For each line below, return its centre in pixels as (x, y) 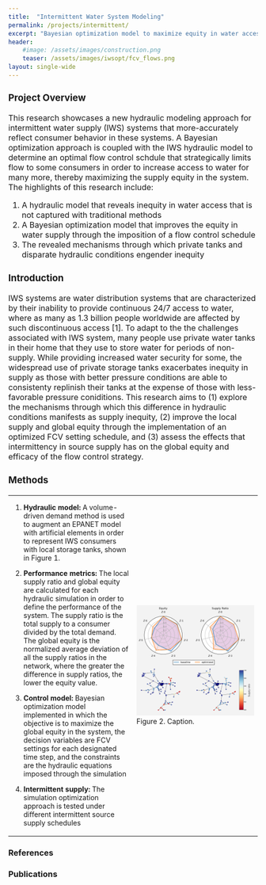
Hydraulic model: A (55, 508)
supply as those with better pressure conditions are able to (118, 377)
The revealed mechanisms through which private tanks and (132, 244)
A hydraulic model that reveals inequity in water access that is (137, 204)
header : (21, 42)
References (31, 853)
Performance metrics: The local (76, 574)
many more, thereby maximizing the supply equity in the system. (129, 177)
